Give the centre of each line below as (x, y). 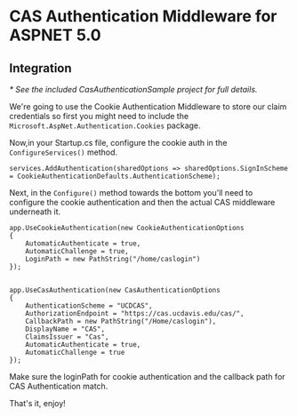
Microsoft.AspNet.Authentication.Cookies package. (105, 125)
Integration (41, 68)
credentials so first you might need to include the (99, 116)
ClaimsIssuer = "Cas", (67, 337)
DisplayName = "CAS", (65, 329)
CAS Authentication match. (59, 386)
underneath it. (35, 212)
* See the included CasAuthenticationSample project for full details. (133, 89)
